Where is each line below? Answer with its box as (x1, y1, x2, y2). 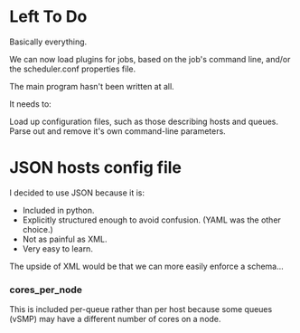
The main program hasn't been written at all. (9, 81, 174, 91)
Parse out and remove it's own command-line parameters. (9, 125, 226, 137)
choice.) (22, 224, 54, 234)
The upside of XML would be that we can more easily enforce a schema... (9, 261, 285, 271)
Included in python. (22, 205, 95, 215)
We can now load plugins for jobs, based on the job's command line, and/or (9, 53, 291, 64)
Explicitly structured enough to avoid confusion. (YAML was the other (22, 214, 282, 225)
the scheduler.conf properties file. (9, 63, 136, 74)
